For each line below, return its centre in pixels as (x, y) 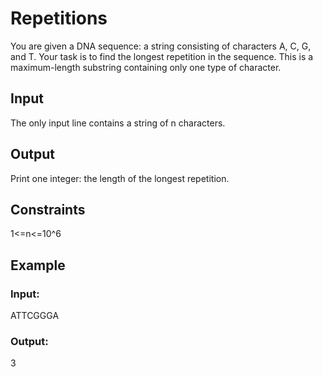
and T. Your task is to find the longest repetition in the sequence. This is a (162, 56)
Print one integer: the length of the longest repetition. (120, 178)
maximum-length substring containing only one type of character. (146, 67)
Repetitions (59, 18)
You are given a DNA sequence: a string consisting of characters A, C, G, (161, 46)
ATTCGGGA (35, 316)
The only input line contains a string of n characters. (118, 123)
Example (38, 265)
